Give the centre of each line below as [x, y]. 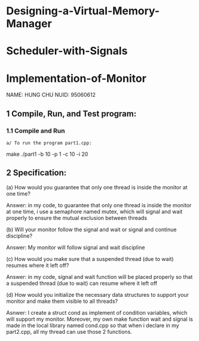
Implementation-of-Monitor [76, 78]
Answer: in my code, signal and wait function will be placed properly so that [99, 277]
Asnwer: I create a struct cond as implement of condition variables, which [97, 312]
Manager [29, 24]
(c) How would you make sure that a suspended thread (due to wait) [90, 259]
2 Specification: [36, 173]
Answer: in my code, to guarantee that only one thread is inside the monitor [99, 205]
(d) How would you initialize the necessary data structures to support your [98, 294]
